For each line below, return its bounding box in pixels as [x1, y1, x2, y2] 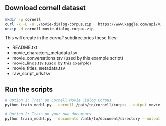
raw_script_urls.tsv [12, 71, 51, 77]
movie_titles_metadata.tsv [12, 65, 65, 71]
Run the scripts [5, 85, 53, 93]
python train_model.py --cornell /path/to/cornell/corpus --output [5, 103, 147, 108]
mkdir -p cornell [5, 17, 41, 22]
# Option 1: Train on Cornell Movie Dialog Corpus [5, 98, 112, 103]
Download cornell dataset [5, 4, 86, 12]
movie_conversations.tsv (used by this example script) [12, 55, 124, 61]
